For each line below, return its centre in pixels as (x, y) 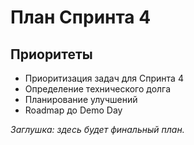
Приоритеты (51, 54)
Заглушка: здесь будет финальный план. (97, 129)
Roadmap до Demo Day (73, 110)
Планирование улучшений (81, 99)
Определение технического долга (98, 89)
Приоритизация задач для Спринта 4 (104, 78)
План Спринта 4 (81, 17)
